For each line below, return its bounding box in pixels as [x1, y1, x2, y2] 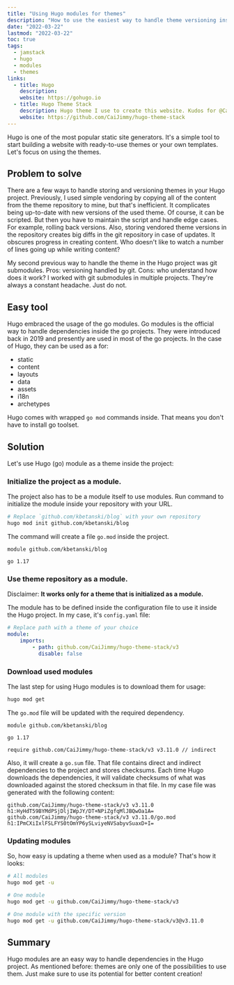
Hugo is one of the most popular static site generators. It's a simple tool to [7, 133, 220, 141]
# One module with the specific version [7, 911, 127, 917]
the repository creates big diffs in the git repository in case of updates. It [7, 230, 215, 239]
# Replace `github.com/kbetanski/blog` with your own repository [7, 513, 201, 521]
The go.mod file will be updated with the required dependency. [7, 708, 185, 717]
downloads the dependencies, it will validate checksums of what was [7, 773, 206, 782]
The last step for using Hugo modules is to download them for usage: [7, 683, 206, 691]
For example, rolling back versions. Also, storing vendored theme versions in [7, 223, 227, 232]
